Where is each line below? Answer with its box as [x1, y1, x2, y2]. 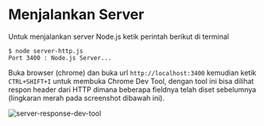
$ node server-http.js [8, 47, 83, 55]
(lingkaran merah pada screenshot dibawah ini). [8, 93, 165, 102]
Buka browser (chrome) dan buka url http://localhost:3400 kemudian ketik [8, 67, 257, 77]
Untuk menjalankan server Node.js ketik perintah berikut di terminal [8, 32, 229, 41]
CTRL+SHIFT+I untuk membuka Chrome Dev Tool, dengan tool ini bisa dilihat [8, 76, 254, 86]
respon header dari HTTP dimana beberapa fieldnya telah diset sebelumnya [8, 85, 257, 94]
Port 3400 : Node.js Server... [8, 54, 112, 62]
